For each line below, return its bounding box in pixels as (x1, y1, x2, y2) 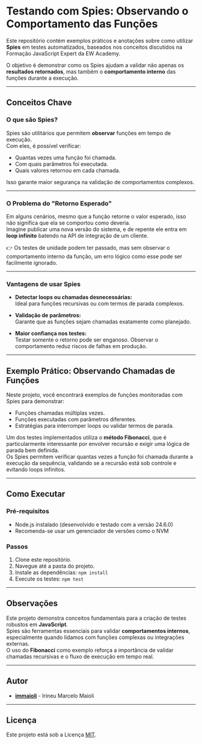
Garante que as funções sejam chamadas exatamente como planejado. (14, 318, 191, 325)
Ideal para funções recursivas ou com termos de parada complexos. (14, 300, 185, 307)
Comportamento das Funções (6, 17, 158, 31)
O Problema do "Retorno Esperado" (6, 199, 112, 208)
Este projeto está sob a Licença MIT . (6, 731, 97, 739)
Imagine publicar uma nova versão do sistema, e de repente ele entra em (6, 225, 188, 233)
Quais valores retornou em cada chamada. (14, 167, 121, 174)
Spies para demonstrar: (6, 398, 65, 405)
